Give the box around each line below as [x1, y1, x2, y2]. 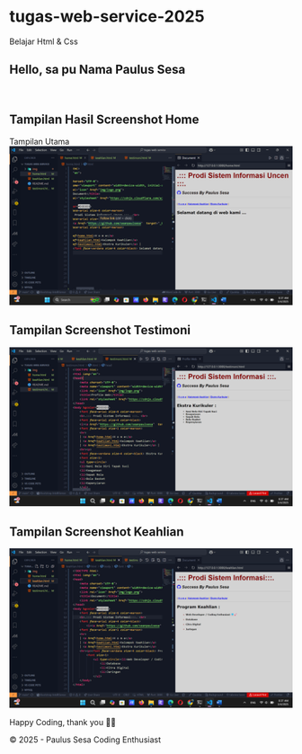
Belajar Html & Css [9, 36, 78, 47]
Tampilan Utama [9, 136, 70, 146]
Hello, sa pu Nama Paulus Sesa [9, 62, 186, 77]
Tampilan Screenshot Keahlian [9, 524, 184, 539]
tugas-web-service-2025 [9, 6, 205, 27]
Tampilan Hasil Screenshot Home [9, 112, 200, 128]
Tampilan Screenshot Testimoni [9, 323, 191, 338]
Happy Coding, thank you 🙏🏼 [9, 716, 117, 727]
